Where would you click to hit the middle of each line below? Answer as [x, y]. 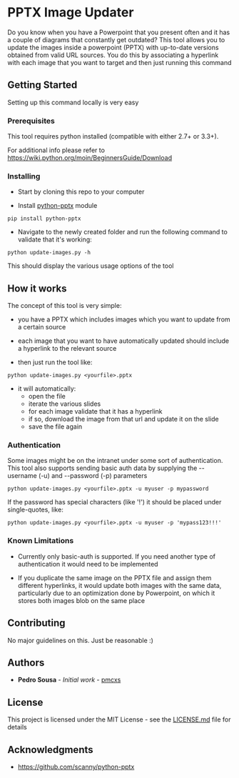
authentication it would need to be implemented [88, 564]
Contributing [36, 623]
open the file [47, 397]
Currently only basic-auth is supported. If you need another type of [117, 556]
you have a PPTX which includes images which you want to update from [124, 319]
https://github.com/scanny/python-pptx [76, 767]
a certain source [42, 327]
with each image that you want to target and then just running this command [119, 62]
